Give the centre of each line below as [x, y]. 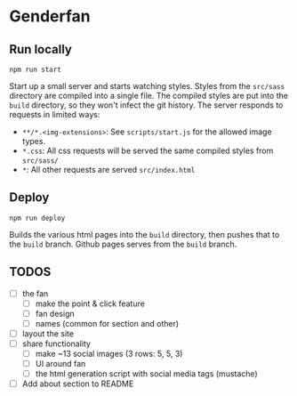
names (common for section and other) [107, 323]
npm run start [36, 69]
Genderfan [50, 16]
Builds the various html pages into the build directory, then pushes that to [144, 234]
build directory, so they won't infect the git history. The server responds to [146, 105]
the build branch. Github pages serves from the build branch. [123, 244]
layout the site [48, 333]
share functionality [56, 343]
